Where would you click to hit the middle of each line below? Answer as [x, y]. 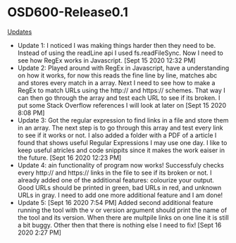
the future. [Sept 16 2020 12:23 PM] [69, 157]
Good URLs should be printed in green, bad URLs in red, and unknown [119, 187]
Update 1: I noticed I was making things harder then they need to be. [117, 45]
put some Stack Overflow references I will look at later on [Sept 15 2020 [122, 105]
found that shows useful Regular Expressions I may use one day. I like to [122, 142]
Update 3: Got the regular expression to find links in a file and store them [123, 120]
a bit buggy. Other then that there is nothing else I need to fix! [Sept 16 [119, 225]
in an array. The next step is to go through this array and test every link [120, 127]
